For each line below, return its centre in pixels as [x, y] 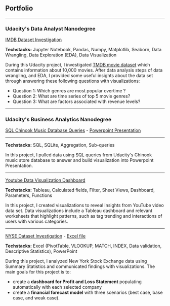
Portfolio [19, 8]
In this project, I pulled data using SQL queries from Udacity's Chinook [79, 155]
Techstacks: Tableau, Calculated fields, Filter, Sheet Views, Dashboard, [80, 190]
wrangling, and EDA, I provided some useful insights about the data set [79, 76]
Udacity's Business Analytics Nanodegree [58, 120]
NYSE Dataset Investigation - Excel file [46, 236]
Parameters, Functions [29, 195]
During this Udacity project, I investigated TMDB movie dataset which [78, 65]
